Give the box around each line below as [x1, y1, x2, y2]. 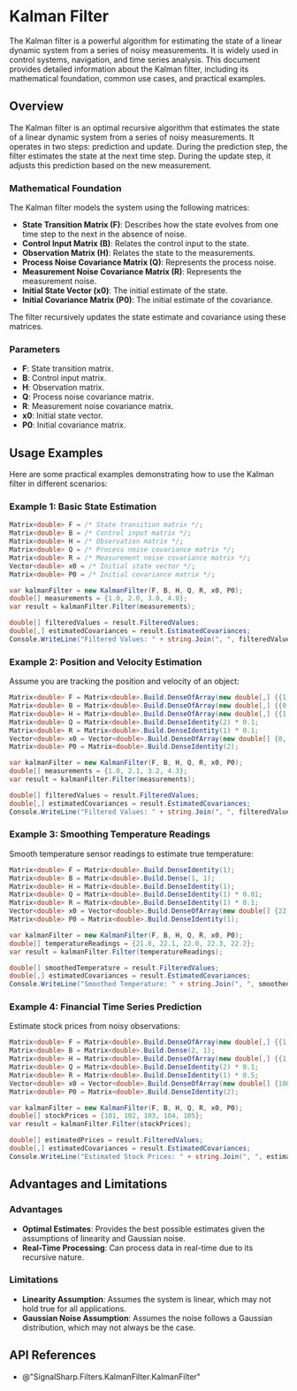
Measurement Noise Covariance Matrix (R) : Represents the [21, 267, 242, 277]
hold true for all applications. [21, 1303, 126, 1314]
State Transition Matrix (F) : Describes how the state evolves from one [21, 220, 278, 230]
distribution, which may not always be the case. [21, 1322, 196, 1333]
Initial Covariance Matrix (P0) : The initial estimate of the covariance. [21, 295, 274, 305]
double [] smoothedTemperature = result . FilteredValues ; [9, 963, 219, 972]
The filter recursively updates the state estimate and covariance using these [9, 312, 286, 322]
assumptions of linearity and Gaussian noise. [21, 1233, 186, 1243]
